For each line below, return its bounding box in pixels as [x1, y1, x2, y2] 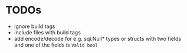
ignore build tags [14, 23, 55, 30]
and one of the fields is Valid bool [14, 41, 99, 48]
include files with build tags [14, 29, 81, 36]
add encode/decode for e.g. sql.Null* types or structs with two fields [14, 35, 181, 42]
